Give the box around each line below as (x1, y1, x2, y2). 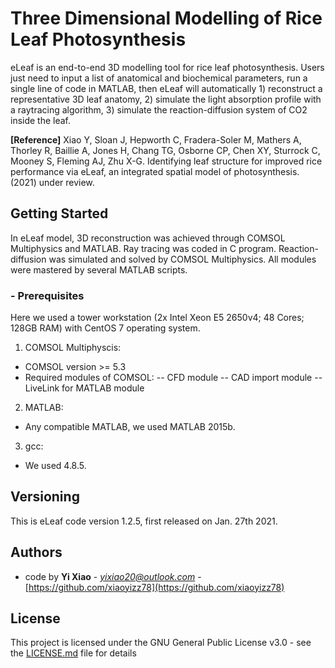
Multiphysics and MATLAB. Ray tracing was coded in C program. (10, 242, 277, 254)
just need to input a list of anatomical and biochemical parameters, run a (10, 72, 308, 84)
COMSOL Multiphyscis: (24, 342, 122, 354)
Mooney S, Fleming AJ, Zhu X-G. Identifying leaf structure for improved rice (10, 155, 323, 167)
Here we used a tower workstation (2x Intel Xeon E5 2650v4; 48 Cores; (10, 312, 305, 324)
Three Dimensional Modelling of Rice (10, 7, 323, 30)
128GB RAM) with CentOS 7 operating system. (10, 322, 201, 334)
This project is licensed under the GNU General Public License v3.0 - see (10, 637, 312, 649)
